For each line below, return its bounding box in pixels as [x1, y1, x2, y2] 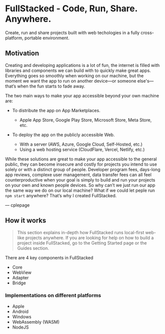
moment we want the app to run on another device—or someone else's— [5, 78, 154, 84]
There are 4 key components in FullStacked [5, 254, 94, 261]
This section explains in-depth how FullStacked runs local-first [17, 229, 144, 235]
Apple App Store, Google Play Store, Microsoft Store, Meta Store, [19, 117, 152, 123]
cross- [140, 30, 154, 35]
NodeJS [12, 324, 29, 330]
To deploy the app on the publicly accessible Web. [12, 131, 115, 138]
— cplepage [5, 202, 30, 208]
